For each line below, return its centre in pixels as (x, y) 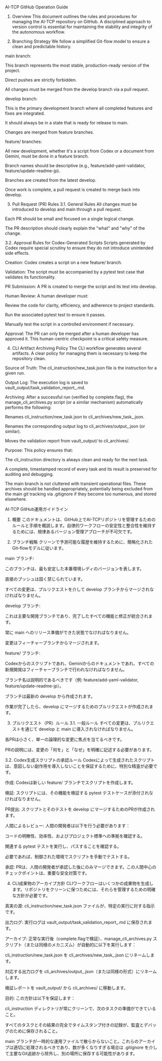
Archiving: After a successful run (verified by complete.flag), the (69, 397)
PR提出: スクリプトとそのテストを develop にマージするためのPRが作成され (80, 809)
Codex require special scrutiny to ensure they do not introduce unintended (79, 248)
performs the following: (28, 407)
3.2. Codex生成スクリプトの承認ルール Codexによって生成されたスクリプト (80, 760)
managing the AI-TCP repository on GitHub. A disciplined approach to (81, 22)
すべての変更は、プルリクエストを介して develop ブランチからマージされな (80, 589)
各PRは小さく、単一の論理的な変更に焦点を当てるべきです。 (65, 739)
